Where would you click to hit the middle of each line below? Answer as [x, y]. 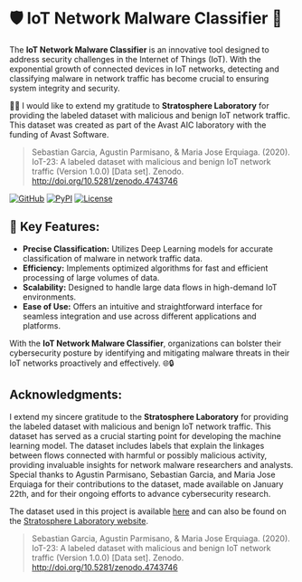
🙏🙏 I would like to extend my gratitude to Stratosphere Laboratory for [139, 105]
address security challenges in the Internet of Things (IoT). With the [135, 59]
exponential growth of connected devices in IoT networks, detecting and [145, 69]
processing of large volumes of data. [91, 277]
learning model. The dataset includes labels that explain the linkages [137, 445]
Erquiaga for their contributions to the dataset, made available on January [146, 484]
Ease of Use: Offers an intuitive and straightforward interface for [142, 306]
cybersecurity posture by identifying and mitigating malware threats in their [150, 353]
